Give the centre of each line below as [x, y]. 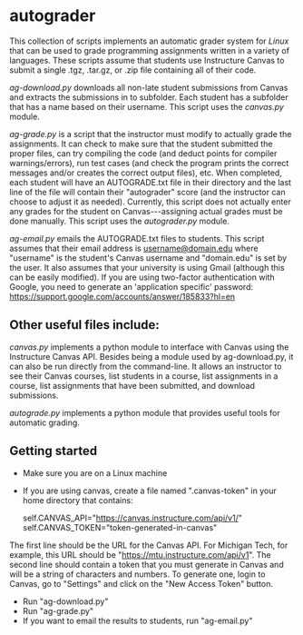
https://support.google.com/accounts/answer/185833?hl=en [122, 296]
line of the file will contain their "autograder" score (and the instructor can [147, 192]
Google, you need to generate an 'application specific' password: [132, 286]
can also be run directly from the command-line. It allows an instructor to [146, 366]
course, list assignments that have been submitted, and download [132, 385]
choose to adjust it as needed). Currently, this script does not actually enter [151, 202]
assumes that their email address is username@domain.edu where [134, 248]
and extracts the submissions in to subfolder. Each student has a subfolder [149, 97]
